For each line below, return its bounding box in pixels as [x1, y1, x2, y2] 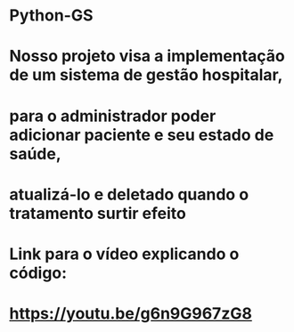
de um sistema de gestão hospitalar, [9, 65, 283, 85]
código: [9, 263, 68, 283]
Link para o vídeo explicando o [9, 244, 240, 263]
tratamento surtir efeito [9, 203, 187, 223]
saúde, [9, 143, 62, 164]
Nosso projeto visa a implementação [9, 46, 285, 67]
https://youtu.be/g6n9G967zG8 [9, 304, 252, 324]
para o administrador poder [9, 106, 216, 126]
